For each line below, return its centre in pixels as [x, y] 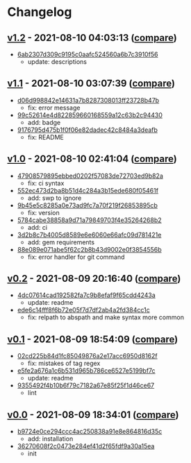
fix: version [44, 212]
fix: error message [54, 108]
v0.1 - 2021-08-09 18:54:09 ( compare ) [93, 339]
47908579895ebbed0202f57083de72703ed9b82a [90, 176]
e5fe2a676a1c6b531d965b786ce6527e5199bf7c [86, 371]
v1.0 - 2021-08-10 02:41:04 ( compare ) [92, 159]
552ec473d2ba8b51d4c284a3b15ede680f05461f [88, 190]
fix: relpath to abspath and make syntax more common [106, 317]
